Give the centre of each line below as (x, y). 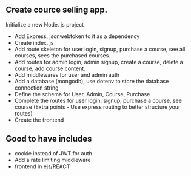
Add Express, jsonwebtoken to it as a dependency (77, 36)
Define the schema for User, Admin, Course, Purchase (82, 94)
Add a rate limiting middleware (52, 160)
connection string (36, 88)
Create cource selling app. (56, 10)
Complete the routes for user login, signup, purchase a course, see (98, 100)
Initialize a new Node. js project (45, 24)
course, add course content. (50, 68)
